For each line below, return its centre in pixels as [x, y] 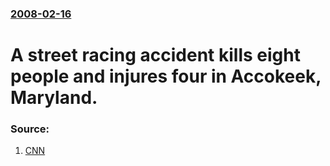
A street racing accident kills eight [155, 55]
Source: [30, 129]
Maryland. [54, 98]
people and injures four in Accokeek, [166, 76]
